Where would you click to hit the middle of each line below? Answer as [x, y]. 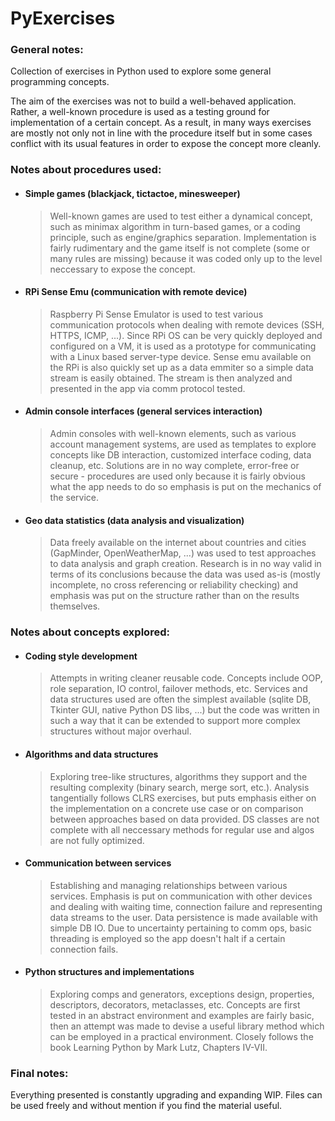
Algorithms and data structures [91, 754]
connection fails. [84, 949]
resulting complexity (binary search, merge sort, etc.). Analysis [179, 787]
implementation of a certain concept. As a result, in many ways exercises [161, 123]
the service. [74, 498]
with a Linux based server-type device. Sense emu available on [180, 356]
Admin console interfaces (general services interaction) [143, 411]
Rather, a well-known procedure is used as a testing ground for [140, 112]
